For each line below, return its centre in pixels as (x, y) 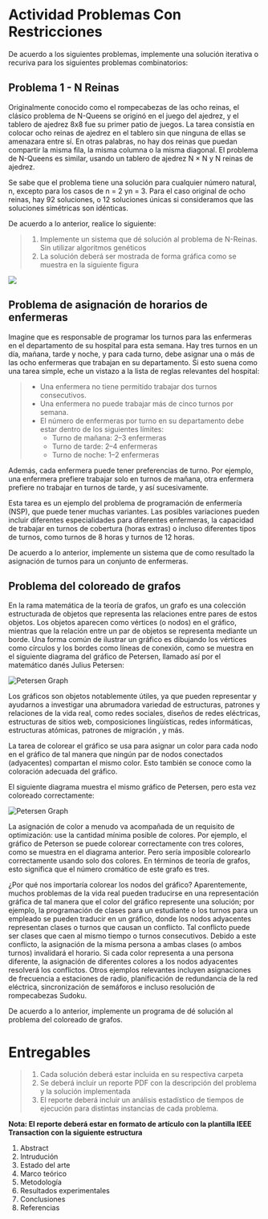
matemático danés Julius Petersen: (66, 665)
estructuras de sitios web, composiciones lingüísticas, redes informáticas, (131, 722)
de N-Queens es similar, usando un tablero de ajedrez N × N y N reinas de (131, 158)
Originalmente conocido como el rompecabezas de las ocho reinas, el (124, 107)
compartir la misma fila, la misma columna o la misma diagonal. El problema (133, 149)
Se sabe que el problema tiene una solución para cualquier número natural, (132, 182)
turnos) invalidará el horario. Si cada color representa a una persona (121, 953)
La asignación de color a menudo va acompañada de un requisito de (122, 827)
